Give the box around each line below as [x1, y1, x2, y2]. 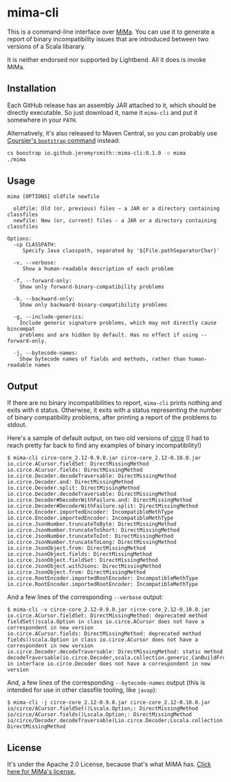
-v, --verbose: [13, 259, 57, 266]
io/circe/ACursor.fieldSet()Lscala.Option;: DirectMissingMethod [7, 705, 198, 713]
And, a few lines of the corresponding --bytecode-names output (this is [7, 679, 206, 687]
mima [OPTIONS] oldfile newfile [7, 193, 100, 200]
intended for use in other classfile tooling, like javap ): [7, 686, 157, 694]
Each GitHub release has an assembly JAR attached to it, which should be [7, 101, 217, 109]
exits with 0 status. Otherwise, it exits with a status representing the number [7, 406, 222, 414]
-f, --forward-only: [13, 277, 72, 285]
